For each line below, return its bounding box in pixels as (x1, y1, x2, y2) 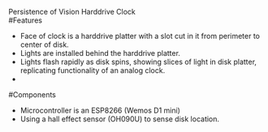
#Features (8, 15, 43, 25)
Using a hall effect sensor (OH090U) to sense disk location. (19, 114, 220, 124)
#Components (8, 90, 57, 100)
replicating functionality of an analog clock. (19, 66, 166, 75)
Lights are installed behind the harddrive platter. (19, 49, 181, 57)
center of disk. (19, 40, 69, 49)
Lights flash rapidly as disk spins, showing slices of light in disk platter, (19, 57, 257, 66)
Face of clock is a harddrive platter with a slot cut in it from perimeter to (19, 32, 261, 40)
